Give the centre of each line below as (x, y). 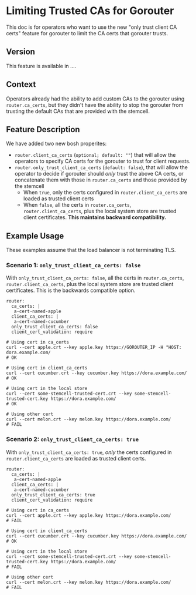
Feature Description (43, 130)
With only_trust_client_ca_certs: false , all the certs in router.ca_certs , (95, 278)
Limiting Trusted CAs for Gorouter (90, 11)
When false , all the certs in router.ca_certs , (77, 205)
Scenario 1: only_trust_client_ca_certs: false (73, 265)
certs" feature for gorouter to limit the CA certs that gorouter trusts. (87, 33)
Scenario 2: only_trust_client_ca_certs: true (73, 439)
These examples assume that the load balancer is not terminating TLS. (91, 250)
